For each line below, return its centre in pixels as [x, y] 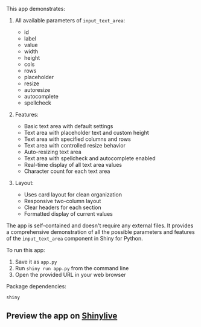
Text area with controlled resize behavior [75, 145]
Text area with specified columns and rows [77, 139]
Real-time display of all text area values [73, 165]
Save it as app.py [36, 262]
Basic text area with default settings [69, 126]
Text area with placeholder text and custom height [86, 133]
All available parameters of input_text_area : [70, 20]
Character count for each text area [67, 171]
